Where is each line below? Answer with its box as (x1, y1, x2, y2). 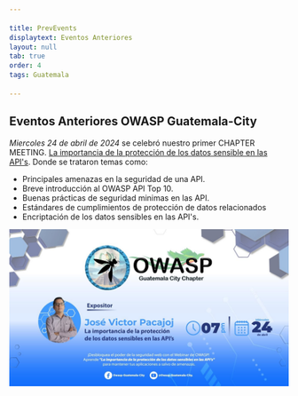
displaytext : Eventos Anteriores (9, 33, 133, 42)
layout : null (9, 43, 58, 51)
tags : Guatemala (9, 71, 69, 80)
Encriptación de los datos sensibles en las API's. (21, 211, 200, 222)
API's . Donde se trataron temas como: (9, 156, 148, 167)
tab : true (9, 51, 46, 61)
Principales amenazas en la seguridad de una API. (21, 173, 206, 184)
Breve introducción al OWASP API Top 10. (21, 183, 174, 194)
